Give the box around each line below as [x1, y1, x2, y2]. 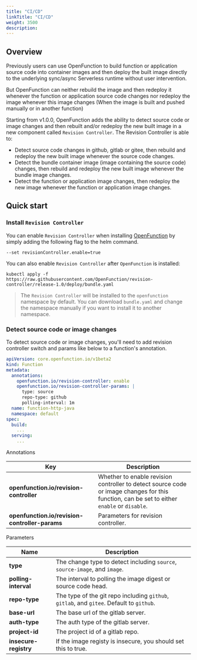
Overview [6, 46, 43, 56]
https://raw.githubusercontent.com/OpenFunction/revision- [6, 276, 154, 282]
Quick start [6, 201, 48, 211]
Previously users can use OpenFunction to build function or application [6, 62, 178, 69]
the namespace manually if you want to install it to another [20, 304, 162, 311]
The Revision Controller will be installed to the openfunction [20, 292, 169, 299]
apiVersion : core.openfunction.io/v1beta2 [6, 356, 111, 362]
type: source [21, 389, 54, 395]
